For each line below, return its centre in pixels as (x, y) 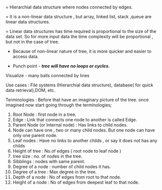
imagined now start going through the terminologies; (59, 105)
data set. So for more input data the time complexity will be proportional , (80, 37)
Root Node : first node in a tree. (44, 114)
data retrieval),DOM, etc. (30, 90)
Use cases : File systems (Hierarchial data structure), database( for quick (80, 85)
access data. (26, 56)
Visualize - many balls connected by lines (48, 75)
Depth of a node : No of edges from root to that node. (67, 177)
